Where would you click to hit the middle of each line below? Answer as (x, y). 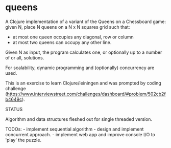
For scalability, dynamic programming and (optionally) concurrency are (80, 68)
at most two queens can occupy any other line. (62, 42)
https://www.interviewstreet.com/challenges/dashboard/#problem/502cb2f (86, 94)
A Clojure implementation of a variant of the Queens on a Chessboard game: (86, 22)
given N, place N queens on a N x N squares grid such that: (68, 27)
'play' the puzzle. (23, 140)
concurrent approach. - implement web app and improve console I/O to (80, 134)
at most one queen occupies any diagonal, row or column (73, 37)
